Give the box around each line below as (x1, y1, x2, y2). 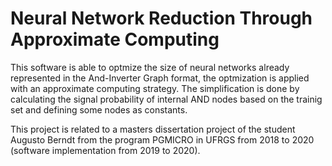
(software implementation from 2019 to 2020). (10, 144, 201, 156)
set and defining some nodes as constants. (10, 103, 188, 116)
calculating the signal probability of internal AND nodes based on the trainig (10, 93, 323, 105)
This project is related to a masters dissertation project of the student (10, 123, 296, 135)
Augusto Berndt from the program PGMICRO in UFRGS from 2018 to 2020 (10, 133, 315, 146)
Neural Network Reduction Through (10, 7, 313, 30)
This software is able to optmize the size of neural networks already (10, 61, 290, 73)
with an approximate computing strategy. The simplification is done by (10, 82, 300, 94)
